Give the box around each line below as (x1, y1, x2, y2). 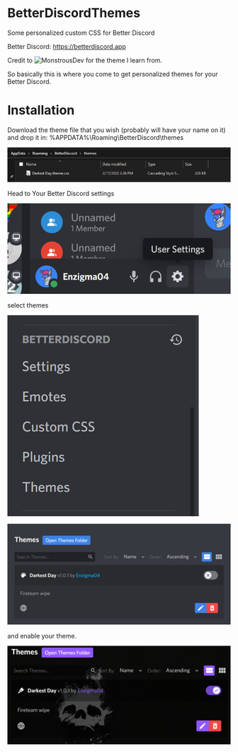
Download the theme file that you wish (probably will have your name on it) (7, 126, 226, 134)
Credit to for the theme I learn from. (7, 55, 163, 65)
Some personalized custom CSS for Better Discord (7, 28, 155, 37)
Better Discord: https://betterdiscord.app (7, 42, 126, 50)
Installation (7, 102, 75, 119)
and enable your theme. (7, 632, 76, 641)
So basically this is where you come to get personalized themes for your (7, 70, 218, 78)
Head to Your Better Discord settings (7, 190, 115, 198)
